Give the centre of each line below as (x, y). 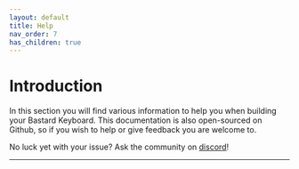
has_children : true (45, 42)
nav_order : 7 (33, 34)
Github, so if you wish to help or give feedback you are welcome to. (133, 130)
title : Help (31, 26)
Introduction (56, 86)
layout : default (39, 17)
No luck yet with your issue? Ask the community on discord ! (119, 147)
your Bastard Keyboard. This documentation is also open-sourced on (136, 120)
